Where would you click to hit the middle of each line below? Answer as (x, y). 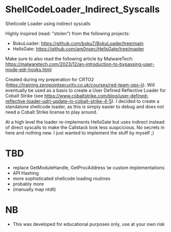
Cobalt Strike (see (24, 96)
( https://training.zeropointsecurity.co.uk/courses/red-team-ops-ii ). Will (80, 85)
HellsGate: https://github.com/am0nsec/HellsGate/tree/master (78, 49)
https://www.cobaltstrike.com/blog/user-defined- (97, 96)
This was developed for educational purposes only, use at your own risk (89, 224)
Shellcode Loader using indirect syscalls (48, 24)
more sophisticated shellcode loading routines (61, 178)
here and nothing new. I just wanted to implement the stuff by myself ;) (80, 133)
